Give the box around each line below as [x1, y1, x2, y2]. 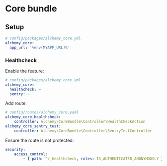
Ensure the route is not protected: [5, 137, 74, 143]
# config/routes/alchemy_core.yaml [5, 110, 79, 115]
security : [5, 147, 26, 152]
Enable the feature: [5, 68, 44, 74]
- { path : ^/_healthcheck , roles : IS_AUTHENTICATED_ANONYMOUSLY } [23, 156, 164, 161]
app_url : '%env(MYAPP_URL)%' [9, 45, 70, 50]
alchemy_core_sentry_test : [5, 124, 61, 129]
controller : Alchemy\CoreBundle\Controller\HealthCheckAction [14, 119, 146, 124]
